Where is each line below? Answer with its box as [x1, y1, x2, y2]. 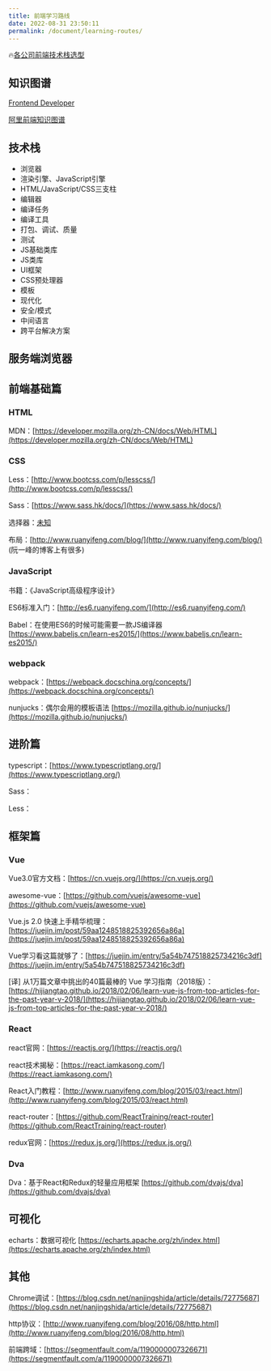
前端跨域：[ [8, 1344, 47, 1354]
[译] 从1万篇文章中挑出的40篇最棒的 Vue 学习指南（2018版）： [8, 977, 214, 986]
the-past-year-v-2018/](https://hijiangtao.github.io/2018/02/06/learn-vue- [8, 994, 256, 1004]
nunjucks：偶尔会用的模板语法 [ [8, 702, 115, 713]
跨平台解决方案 [19, 326, 70, 335]
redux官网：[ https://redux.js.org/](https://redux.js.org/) [8, 1137, 193, 1147]
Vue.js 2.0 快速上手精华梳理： [8, 917, 108, 926]
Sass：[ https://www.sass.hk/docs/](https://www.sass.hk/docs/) [8, 500, 222, 510]
